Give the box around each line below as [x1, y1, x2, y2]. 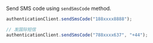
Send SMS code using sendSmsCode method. [6, 5, 111, 12]
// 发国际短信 [6, 26, 36, 33]
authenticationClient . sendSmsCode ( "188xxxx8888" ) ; [6, 16, 132, 22]
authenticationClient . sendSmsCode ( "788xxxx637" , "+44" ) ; [6, 32, 148, 38]
